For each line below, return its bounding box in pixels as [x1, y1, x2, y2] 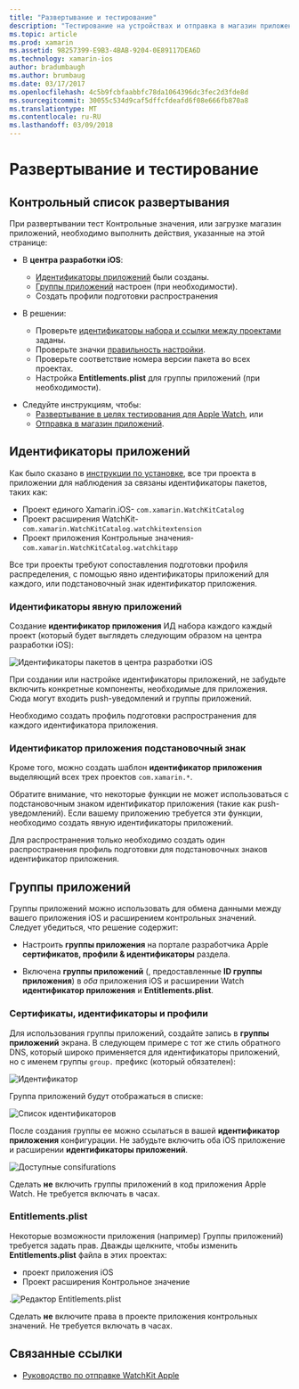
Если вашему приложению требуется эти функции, [68, 808, 263, 818]
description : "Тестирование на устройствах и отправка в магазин [9, 21, 256, 30]
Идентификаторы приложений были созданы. [35, 272, 210, 282]
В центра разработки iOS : [21, 255, 124, 265]
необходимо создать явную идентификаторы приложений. [9, 818, 234, 828]
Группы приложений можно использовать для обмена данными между [9, 903, 282, 914]
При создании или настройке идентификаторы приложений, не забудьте [9, 674, 287, 685]
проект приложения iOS [21, 1267, 114, 1278]
